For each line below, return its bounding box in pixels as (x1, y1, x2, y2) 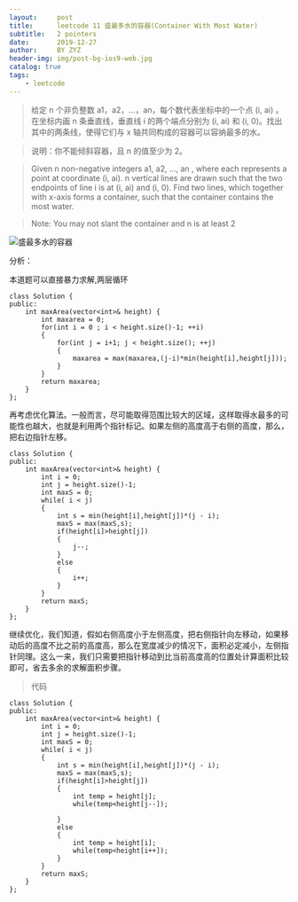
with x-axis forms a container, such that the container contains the (30, 192, 274, 202)
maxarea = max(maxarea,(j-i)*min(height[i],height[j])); (72, 354, 288, 363)
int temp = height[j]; (72, 791, 157, 801)
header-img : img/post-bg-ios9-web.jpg (9, 54, 153, 63)
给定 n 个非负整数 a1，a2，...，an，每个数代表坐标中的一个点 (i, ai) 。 (30, 104, 284, 115)
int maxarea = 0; (41, 315, 105, 324)
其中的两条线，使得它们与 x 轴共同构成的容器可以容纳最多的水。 (30, 126, 266, 137)
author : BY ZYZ (9, 46, 82, 55)
